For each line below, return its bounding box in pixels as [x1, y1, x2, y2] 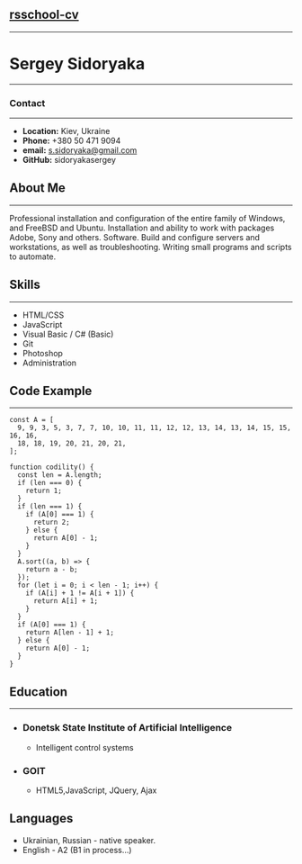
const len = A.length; [17, 471, 102, 480]
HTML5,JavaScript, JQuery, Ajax [35, 785, 157, 796]
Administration [22, 357, 77, 368]
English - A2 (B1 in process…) [22, 844, 132, 855]
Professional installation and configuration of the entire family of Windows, [9, 212, 286, 223]
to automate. [9, 251, 57, 262]
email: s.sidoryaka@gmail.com [22, 145, 138, 156]
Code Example [9, 383, 93, 399]
